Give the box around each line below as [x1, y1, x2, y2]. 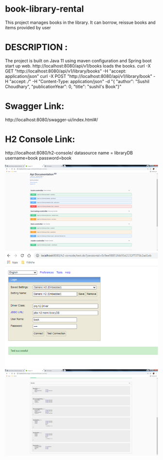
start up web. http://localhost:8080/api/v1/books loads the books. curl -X [5, 63, 151, 69]
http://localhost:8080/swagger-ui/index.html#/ [5, 117, 98, 123]
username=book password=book [5, 155, 72, 161]
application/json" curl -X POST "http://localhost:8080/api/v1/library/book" [5, 73, 153, 79]
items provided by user [5, 24, 51, 30]
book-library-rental [5, 3, 84, 15]
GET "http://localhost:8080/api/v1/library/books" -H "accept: [5, 68, 127, 74]
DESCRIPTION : [5, 42, 68, 53]
